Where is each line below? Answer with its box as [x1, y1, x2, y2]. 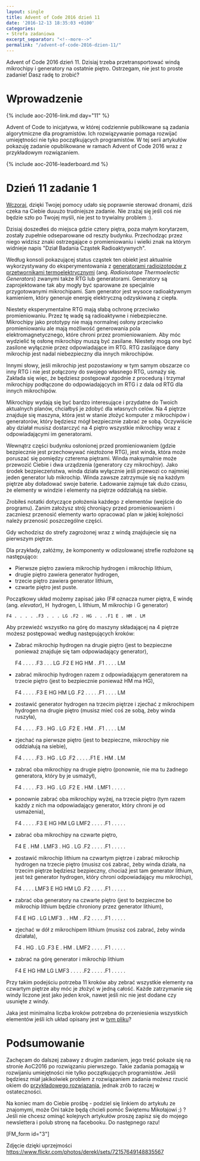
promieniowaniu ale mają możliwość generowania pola [6, 324, 140, 332]
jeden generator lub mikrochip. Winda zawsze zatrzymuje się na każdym [6, 473, 185, 481]
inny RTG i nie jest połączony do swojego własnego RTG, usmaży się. [6, 368, 177, 375]
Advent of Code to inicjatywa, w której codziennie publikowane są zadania [6, 123, 189, 130]
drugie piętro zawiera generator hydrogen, [14, 571, 119, 578]
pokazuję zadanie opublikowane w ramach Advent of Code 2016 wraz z [6, 142, 183, 149]
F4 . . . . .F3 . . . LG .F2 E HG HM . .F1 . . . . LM [14, 659, 125, 666]
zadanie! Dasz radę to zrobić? [6, 71, 79, 78]
